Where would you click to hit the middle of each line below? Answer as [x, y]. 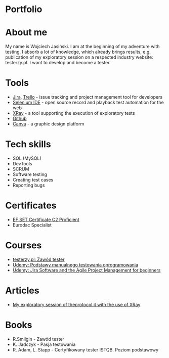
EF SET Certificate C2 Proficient [46, 219]
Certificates [31, 206]
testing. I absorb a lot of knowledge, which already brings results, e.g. [78, 52]
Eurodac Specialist [32, 225]
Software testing [30, 174]
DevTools [22, 164]
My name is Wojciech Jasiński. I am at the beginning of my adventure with [82, 47]
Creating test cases [33, 180]
